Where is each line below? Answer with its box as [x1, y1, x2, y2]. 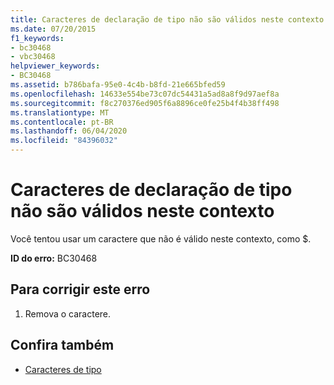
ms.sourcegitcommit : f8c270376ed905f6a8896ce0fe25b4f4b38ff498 [10, 98, 280, 108]
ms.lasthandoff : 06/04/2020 [10, 126, 128, 136]
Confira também [10, 337, 115, 354]
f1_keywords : [10, 33, 65, 43]
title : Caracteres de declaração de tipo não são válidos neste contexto [10, 14, 325, 25]
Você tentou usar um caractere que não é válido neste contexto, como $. [10, 232, 312, 245]
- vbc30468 [10, 52, 56, 62]
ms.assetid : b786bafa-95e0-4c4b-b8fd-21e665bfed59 [10, 80, 226, 90]
